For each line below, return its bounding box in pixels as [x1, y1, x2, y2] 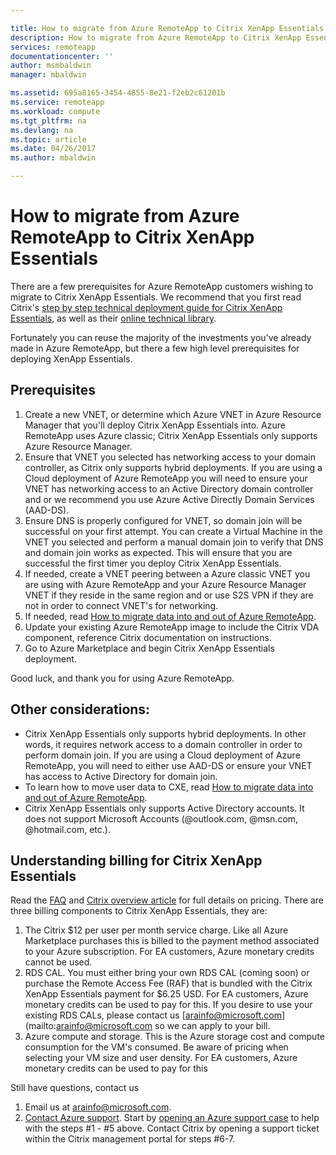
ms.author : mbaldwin [10, 153, 97, 163]
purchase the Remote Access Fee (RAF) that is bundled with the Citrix [24, 977, 313, 990]
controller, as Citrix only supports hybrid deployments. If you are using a [24, 461, 323, 473]
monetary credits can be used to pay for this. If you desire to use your [24, 999, 313, 1011]
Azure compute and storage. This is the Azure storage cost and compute [24, 1031, 325, 1043]
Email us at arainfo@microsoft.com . [24, 1101, 172, 1113]
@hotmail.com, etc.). [24, 823, 111, 835]
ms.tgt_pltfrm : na [10, 116, 87, 126]
